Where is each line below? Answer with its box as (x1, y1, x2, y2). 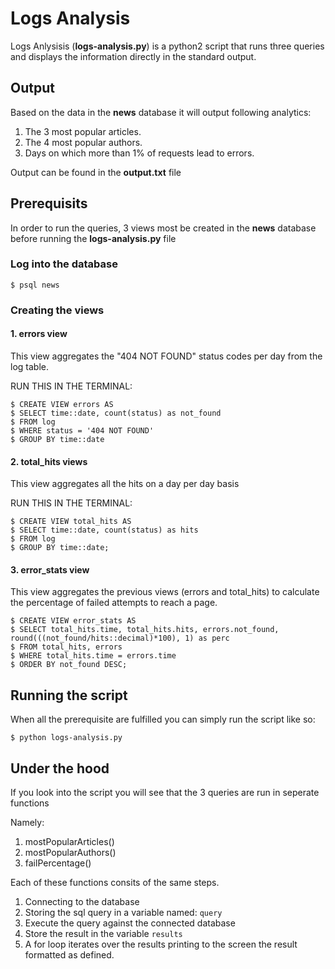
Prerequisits (10, 195, 88, 212)
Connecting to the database (24, 896, 140, 908)
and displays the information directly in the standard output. (10, 50, 257, 62)
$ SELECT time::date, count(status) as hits (10, 525, 199, 536)
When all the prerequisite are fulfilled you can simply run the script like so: (10, 713, 316, 726)
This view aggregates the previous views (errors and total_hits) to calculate (10, 586, 320, 598)
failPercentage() (24, 857, 92, 869)
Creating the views (10, 303, 105, 317)
